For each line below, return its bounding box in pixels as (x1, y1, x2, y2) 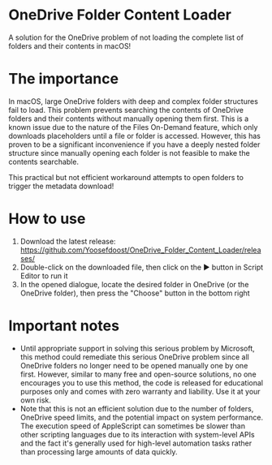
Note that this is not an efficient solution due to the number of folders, (19, 403, 254, 413)
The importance (8, 70, 119, 88)
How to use (8, 209, 86, 228)
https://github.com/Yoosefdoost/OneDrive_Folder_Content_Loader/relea (19, 245, 261, 255)
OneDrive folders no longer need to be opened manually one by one (19, 360, 248, 370)
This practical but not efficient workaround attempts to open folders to (8, 172, 244, 182)
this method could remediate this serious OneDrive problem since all (19, 351, 249, 362)
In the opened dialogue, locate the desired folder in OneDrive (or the (19, 279, 249, 289)
